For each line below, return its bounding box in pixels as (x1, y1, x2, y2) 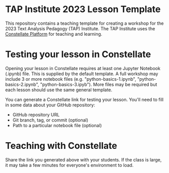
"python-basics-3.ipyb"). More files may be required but (40, 81, 157, 87)
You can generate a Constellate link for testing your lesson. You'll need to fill (5, 96, 164, 102)
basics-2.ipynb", (5, 81, 39, 87)
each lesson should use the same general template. (5, 87, 112, 93)
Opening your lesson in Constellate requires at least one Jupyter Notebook (5, 65, 160, 71)
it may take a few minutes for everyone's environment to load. (5, 162, 134, 168)
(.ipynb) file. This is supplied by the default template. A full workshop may (5, 71, 158, 77)
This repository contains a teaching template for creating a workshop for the (5, 20, 164, 26)
